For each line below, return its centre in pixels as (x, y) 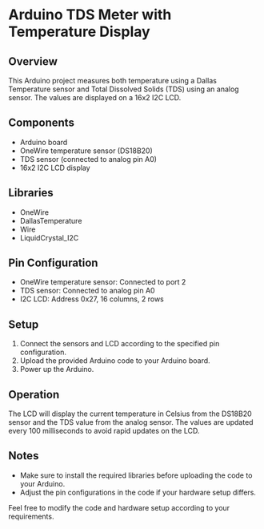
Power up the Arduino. (57, 369)
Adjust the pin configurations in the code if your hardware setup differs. (138, 492)
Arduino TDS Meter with (90, 15)
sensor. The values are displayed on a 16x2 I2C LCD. (95, 97)
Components (41, 123)
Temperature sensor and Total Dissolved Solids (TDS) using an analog (124, 89)
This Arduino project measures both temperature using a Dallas (113, 81)
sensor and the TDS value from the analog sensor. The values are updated (131, 422)
